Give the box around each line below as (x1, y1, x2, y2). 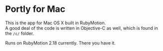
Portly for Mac (5, 3, 66, 15)
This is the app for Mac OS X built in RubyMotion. (5, 20, 106, 26)
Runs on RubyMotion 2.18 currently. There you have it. (5, 40, 116, 46)
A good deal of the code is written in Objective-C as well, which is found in (5, 25, 158, 31)
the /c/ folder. (5, 30, 34, 36)
